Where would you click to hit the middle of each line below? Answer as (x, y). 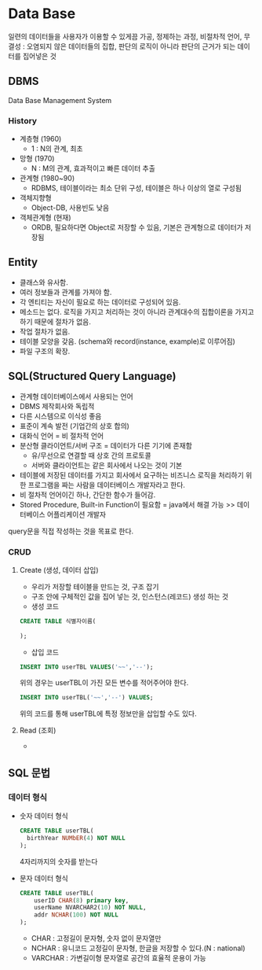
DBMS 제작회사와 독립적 (57, 406)
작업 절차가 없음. (45, 331)
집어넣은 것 (40, 56)
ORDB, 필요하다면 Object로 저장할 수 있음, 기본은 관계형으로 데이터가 (137, 227)
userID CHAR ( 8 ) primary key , (82, 900)
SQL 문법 (29, 773)
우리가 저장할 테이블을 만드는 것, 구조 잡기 (95, 586)
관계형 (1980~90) (47, 179)
